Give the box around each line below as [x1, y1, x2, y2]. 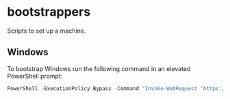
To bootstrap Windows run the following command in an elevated [7, 64, 191, 72]
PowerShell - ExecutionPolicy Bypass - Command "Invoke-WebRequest [7, 85, 197, 92]
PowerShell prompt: [7, 72, 63, 80]
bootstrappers [7, 4, 91, 20]
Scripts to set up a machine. [7, 27, 86, 35]
